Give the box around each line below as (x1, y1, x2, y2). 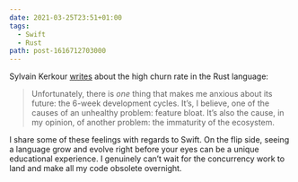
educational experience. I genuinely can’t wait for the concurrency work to (9, 153, 285, 164)
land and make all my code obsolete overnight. (9, 163, 182, 174)
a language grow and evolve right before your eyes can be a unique (9, 144, 259, 155)
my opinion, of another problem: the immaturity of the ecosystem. (31, 117, 276, 128)
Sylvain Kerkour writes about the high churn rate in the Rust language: (9, 71, 269, 82)
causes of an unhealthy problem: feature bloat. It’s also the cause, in (31, 108, 285, 118)
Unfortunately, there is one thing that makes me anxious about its (31, 89, 273, 100)
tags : (9, 22, 30, 30)
